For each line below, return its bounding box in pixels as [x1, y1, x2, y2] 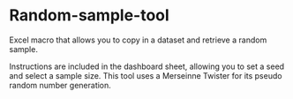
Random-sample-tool [9, 5, 169, 26]
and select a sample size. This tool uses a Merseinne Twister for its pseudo [9, 70, 282, 80]
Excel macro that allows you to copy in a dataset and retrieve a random [9, 34, 267, 45]
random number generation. [9, 80, 112, 90]
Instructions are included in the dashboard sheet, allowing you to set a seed [9, 61, 285, 72]
